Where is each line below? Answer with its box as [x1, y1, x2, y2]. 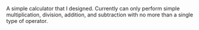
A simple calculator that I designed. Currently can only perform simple [6, 5, 180, 12]
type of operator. [6, 18, 48, 24]
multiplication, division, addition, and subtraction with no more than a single [6, 11, 194, 18]
